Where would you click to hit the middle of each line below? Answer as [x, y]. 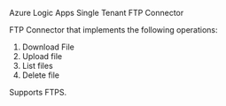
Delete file [41, 75]
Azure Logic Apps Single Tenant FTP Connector [97, 13]
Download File [48, 47]
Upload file [42, 56]
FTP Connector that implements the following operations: [114, 30]
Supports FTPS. [38, 92]
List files [37, 66]
